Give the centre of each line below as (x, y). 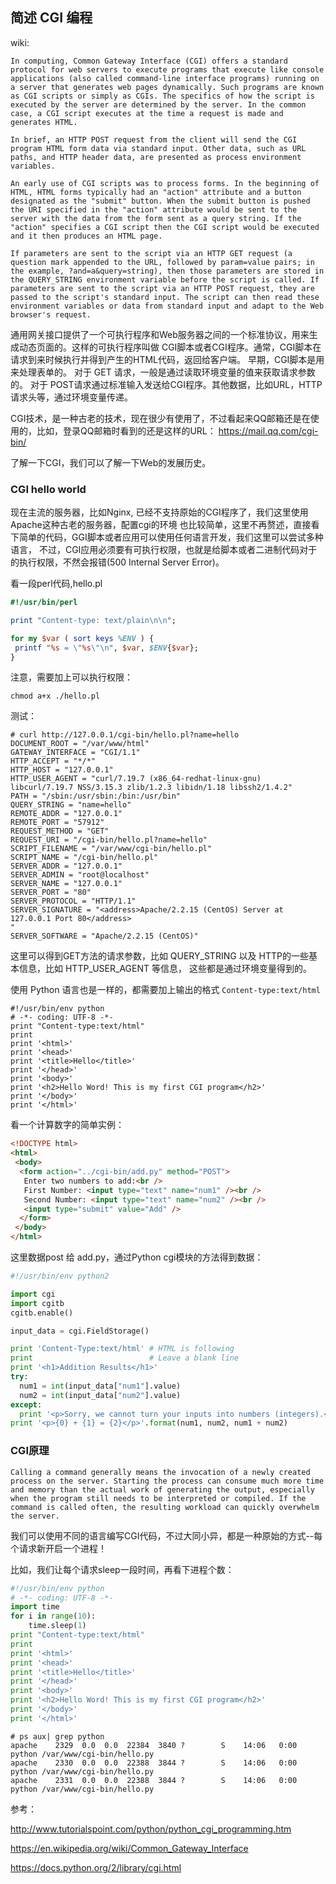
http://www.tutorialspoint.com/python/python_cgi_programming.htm (151, 1829)
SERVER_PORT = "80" (51, 893)
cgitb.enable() (42, 1313)
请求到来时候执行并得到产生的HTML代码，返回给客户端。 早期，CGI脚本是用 (167, 359)
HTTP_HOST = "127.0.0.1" (62, 770)
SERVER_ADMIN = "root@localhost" (80, 875)
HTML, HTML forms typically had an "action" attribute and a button (156, 192)
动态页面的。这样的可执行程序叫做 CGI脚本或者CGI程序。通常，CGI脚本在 (170, 347)
